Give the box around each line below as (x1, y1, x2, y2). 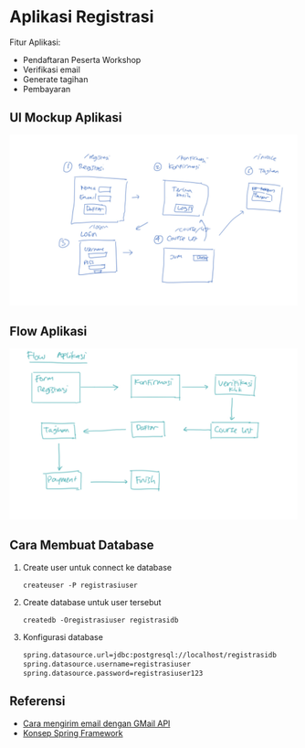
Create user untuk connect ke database (22, 561, 172, 572)
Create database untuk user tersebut (22, 596, 162, 607)
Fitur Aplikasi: (9, 37, 61, 48)
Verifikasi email (22, 64, 80, 75)
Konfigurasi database (22, 631, 103, 642)
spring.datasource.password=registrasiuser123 (22, 668, 204, 678)
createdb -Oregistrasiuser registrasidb (22, 615, 179, 625)
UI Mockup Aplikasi (9, 110, 122, 125)
